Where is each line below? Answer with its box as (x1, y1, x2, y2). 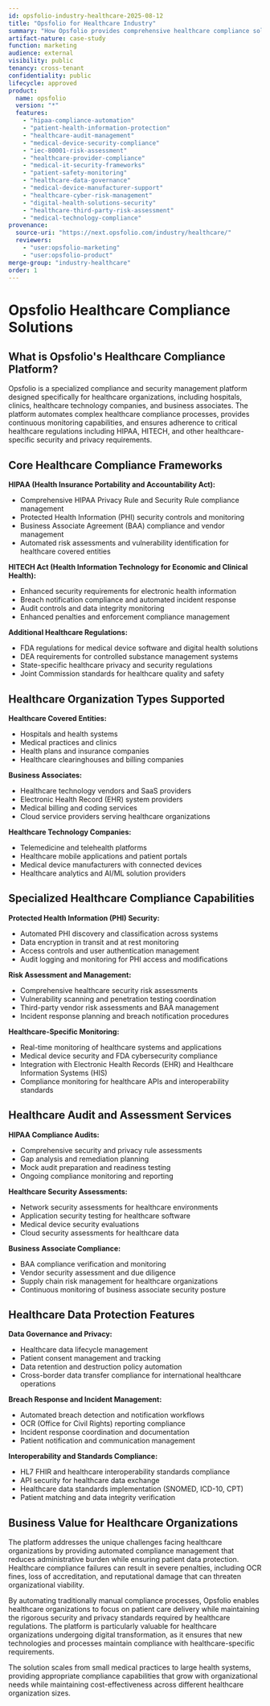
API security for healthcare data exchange (19, 1476, 160, 1486)
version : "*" (15, 101, 59, 109)
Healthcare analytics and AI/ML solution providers (19, 868, 186, 878)
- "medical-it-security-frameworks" (22, 162, 146, 170)
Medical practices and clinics (19, 738, 117, 747)
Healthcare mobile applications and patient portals (19, 851, 187, 861)
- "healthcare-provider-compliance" (22, 154, 146, 162)
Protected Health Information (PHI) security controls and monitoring (19, 513, 245, 522)
